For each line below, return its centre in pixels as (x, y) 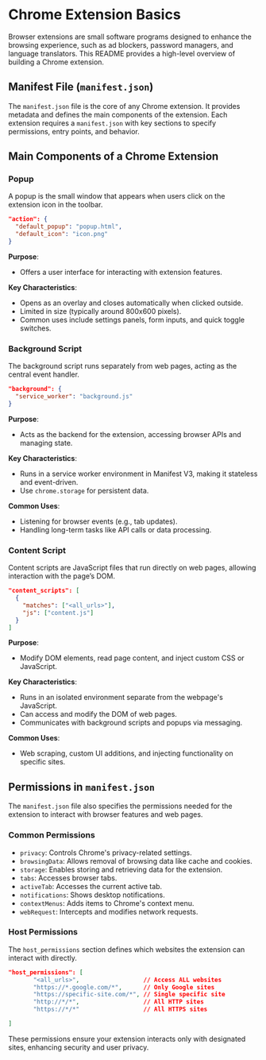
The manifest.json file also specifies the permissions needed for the (120, 806)
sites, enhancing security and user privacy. (79, 1047)
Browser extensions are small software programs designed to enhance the (130, 37)
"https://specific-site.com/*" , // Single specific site (129, 995)
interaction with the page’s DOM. (62, 576)
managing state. (46, 443)
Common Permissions (52, 835)
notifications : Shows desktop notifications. (92, 895)
